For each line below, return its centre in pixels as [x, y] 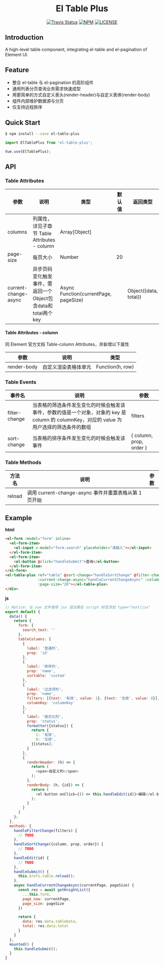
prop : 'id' [38, 653]
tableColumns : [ [34, 639]
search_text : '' [39, 630]
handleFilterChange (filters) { [46, 831]
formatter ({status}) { [50, 726]
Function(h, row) [115, 367]
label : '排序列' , [43, 667]
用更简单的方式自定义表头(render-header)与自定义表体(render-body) [81, 95]
